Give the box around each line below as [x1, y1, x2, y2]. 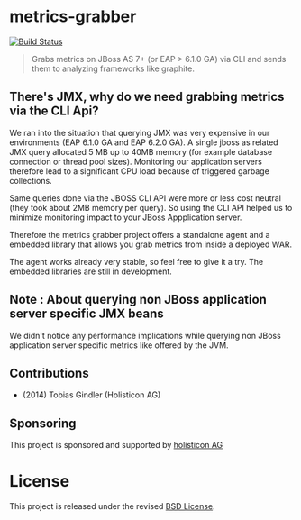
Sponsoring [9, 415, 77, 431]
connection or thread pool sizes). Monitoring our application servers [9, 156, 263, 167]
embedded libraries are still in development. [9, 266, 173, 277]
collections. [9, 175, 52, 186]
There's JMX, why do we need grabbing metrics [9, 89, 285, 105]
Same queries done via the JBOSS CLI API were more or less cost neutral [9, 192, 282, 204]
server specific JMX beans [9, 306, 164, 322]
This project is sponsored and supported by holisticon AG [9, 440, 223, 451]
